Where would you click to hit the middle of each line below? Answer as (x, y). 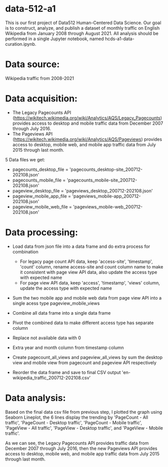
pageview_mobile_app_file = (42, 196)
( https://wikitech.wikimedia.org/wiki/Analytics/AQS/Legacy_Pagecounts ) (87, 118)
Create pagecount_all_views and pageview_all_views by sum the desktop (88, 357)
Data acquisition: (41, 99)
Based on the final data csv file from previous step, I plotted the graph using (84, 412)
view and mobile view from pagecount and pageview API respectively (85, 362)
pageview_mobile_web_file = (42, 207)
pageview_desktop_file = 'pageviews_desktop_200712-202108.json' (82, 191)
